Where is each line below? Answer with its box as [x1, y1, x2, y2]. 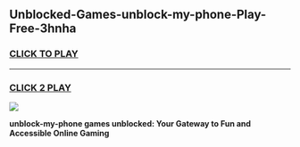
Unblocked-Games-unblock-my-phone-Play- [9, 7, 267, 22]
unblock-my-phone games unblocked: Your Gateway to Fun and [9, 118, 252, 128]
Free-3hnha [9, 21, 77, 37]
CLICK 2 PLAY [9, 81, 71, 94]
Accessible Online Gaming [9, 127, 110, 138]
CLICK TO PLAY [9, 48, 79, 61]
